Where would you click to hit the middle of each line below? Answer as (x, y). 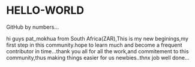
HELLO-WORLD (45, 10)
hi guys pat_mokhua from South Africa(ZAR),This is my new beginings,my (97, 38)
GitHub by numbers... (33, 27)
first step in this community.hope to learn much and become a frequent (94, 45)
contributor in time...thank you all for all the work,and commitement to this (97, 51)
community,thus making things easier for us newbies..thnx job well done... (98, 57)
